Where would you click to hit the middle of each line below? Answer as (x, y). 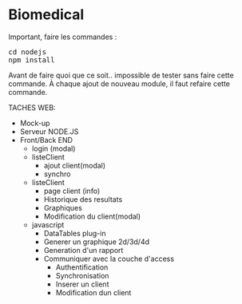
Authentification (82, 267)
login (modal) (54, 148)
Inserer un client (82, 284)
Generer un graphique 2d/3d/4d (97, 242)
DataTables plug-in (75, 233)
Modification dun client (93, 292)
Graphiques (63, 207)
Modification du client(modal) (92, 216)
